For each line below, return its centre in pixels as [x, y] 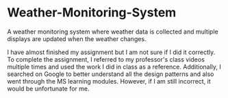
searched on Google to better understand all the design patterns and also [111, 74]
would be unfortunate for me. [49, 88]
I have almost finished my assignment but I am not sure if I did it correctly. [111, 52]
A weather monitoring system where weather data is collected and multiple [113, 32]
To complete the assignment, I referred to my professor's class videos [106, 59]
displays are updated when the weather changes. [77, 38]
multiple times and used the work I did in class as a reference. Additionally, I [114, 66]
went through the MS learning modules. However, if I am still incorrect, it [109, 81]
